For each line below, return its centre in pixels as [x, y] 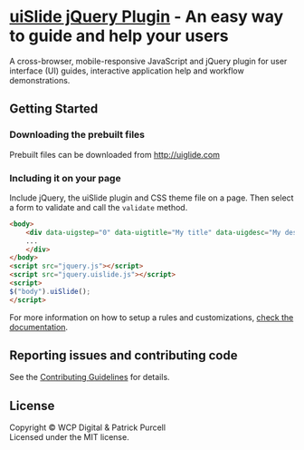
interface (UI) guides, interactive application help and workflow [127, 71]
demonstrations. [40, 80]
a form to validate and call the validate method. [99, 207]
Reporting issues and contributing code [123, 356]
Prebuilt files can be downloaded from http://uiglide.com [114, 154]
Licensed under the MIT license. [69, 437]
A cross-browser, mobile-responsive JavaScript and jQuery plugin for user [148, 61]
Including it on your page [65, 178]
